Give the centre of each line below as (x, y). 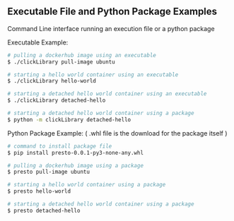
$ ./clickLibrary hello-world (52, 81)
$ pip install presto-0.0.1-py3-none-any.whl (75, 153)
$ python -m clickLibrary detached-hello (69, 119)
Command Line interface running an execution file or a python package (111, 28)
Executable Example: (38, 42)
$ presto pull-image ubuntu (49, 172)
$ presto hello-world (39, 191)
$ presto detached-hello (44, 210)
